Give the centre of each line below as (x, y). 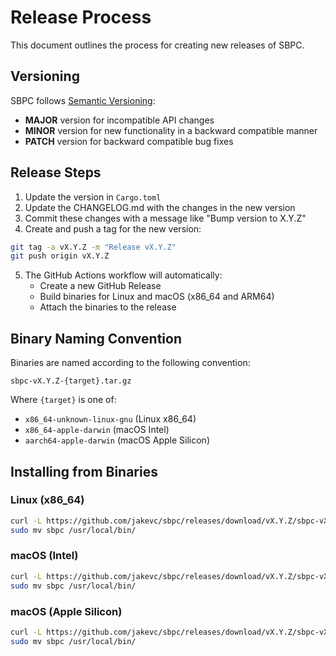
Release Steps (56, 172)
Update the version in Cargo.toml (93, 197)
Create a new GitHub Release (100, 286)
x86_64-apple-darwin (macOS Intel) (97, 430)
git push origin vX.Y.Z (60, 256)
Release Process (81, 17)
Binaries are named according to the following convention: (130, 363)
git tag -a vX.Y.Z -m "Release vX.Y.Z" (93, 247)
